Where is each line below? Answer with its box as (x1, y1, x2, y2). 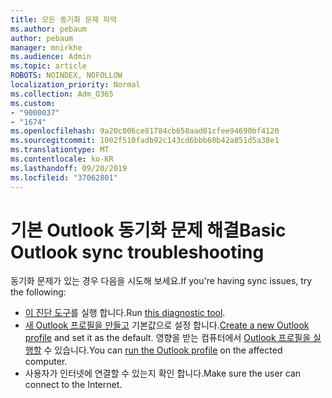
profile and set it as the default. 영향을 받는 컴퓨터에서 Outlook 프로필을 (24, 332, 312, 344)
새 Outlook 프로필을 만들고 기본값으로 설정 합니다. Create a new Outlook (24, 319, 310, 331)
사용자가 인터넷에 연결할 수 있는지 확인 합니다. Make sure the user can (24, 367, 302, 380)
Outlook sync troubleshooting (10, 241, 265, 263)
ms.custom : (10, 98, 56, 108)
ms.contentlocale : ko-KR (10, 154, 114, 164)
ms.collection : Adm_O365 (10, 89, 114, 99)
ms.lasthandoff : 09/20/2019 (10, 163, 128, 173)
